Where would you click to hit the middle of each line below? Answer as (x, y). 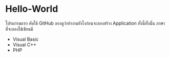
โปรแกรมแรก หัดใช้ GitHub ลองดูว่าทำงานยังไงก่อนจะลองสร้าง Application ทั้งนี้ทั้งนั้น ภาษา (85, 23)
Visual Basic (26, 39)
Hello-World (32, 9)
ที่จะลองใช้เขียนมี (19, 29)
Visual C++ (25, 45)
